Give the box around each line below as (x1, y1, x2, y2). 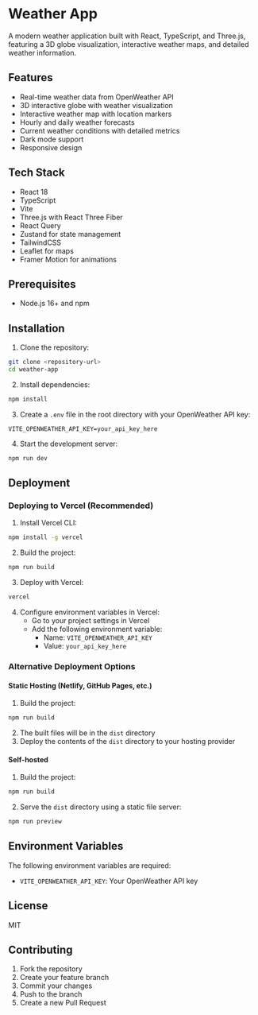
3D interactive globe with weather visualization (19, 100, 173, 110)
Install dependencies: (19, 379, 90, 389)
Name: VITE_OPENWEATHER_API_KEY (43, 633, 153, 642)
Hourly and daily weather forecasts (19, 117, 135, 127)
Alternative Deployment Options (8, 661, 136, 672)
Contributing (8, 943, 73, 956)
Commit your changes (19, 981, 93, 990)
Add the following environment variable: (31, 625, 163, 633)
